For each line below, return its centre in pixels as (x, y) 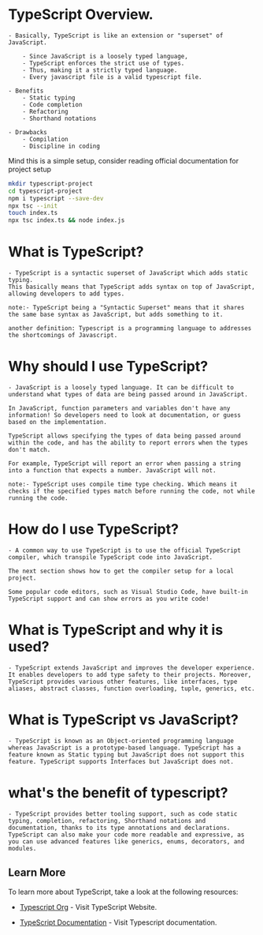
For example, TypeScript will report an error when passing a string (125, 464)
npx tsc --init (33, 206)
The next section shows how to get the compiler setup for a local (121, 571)
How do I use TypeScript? (94, 529)
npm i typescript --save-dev (56, 198)
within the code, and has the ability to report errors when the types (128, 443)
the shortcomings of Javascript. (63, 336)
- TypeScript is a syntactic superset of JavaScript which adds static (128, 273)
